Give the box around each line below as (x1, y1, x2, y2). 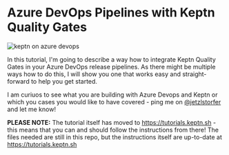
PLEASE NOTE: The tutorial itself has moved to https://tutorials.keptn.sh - (7, 118, 216, 126)
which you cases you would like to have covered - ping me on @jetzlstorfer (7, 97, 221, 106)
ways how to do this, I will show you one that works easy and (7, 70, 181, 78)
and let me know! (7, 105, 57, 113)
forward (7, 77, 30, 85)
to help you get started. (30, 77, 98, 85)
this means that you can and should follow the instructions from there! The (7, 126, 219, 134)
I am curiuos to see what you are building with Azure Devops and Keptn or (7, 91, 218, 99)
